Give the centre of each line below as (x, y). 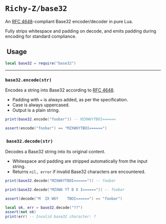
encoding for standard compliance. (41, 36)
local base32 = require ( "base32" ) (41, 63)
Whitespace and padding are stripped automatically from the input (80, 161)
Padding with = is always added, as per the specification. (70, 99)
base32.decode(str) (30, 141)
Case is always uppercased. (41, 105)
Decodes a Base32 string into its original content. (55, 151)
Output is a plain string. (36, 110)
